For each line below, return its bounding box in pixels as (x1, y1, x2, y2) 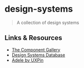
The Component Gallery (11, 46, 60, 52)
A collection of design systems (16, 20, 80, 25)
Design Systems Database (11, 52, 65, 58)
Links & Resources (4, 34, 62, 42)
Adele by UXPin (11, 57, 44, 63)
